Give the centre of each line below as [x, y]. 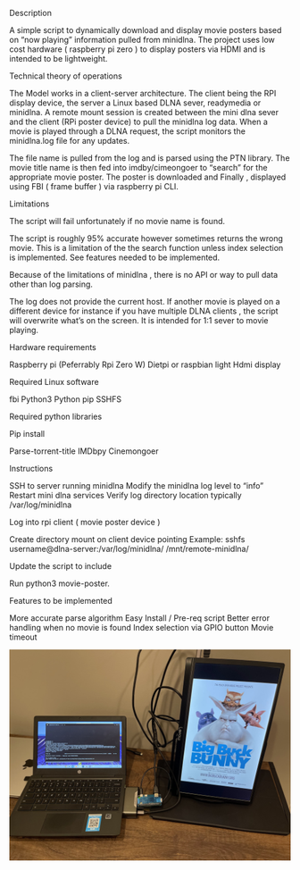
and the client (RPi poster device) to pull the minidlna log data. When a [138, 121]
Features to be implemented [61, 601]
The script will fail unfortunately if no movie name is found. [117, 221]
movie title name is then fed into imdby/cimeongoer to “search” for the [138, 167]
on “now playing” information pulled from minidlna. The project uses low [142, 40]
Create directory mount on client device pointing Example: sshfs [127, 539]
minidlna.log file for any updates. [70, 141]
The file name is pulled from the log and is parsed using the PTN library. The [150, 158]
